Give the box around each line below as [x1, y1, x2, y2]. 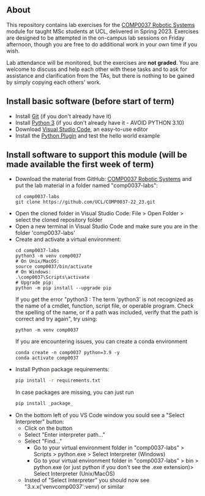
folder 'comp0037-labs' [15, 229, 75, 237]
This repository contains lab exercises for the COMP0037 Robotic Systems [6, 21, 195, 28]
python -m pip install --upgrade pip [15, 285, 112, 291]
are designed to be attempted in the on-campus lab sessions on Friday [6, 34, 185, 42]
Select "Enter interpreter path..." [24, 431, 106, 439]
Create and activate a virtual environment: [15, 235, 121, 243]
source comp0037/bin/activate [15, 264, 93, 270]
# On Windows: [15, 269, 51, 275]
